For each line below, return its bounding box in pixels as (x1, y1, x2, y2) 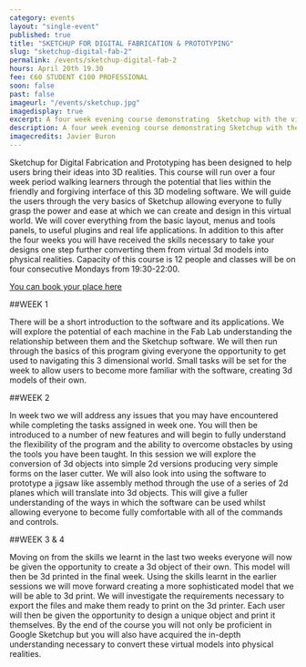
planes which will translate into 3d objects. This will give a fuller (9, 487, 249, 498)
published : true (9, 30, 71, 39)
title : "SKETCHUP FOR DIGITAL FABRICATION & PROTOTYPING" (9, 38, 234, 48)
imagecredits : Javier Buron (9, 132, 117, 141)
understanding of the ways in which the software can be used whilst (9, 497, 266, 508)
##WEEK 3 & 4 (9, 534, 66, 545)
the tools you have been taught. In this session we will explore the (9, 448, 257, 459)
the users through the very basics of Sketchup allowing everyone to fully (9, 195, 282, 206)
